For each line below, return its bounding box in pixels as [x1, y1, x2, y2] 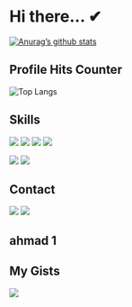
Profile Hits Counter [9, 62, 123, 77]
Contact [9, 182, 56, 197]
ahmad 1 [9, 232, 57, 248]
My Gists [9, 264, 60, 279]
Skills [9, 113, 40, 128]
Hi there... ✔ [9, 6, 102, 27]
